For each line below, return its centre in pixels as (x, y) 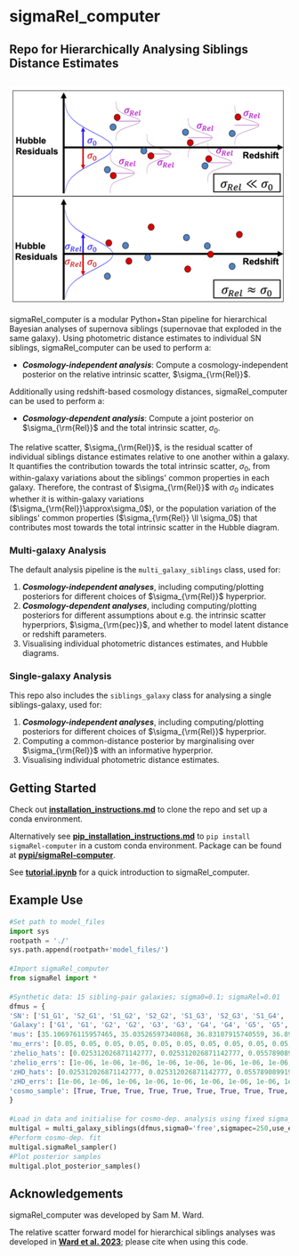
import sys (29, 931)
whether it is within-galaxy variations (77, 498)
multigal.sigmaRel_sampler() (63, 1147)
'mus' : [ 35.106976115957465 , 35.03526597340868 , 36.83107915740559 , (139, 1034)
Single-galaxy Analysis (61, 676)
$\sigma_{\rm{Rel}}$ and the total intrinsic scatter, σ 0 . (121, 429)
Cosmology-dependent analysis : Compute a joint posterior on (138, 418)
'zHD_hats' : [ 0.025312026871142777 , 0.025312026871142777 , (121, 1072)
